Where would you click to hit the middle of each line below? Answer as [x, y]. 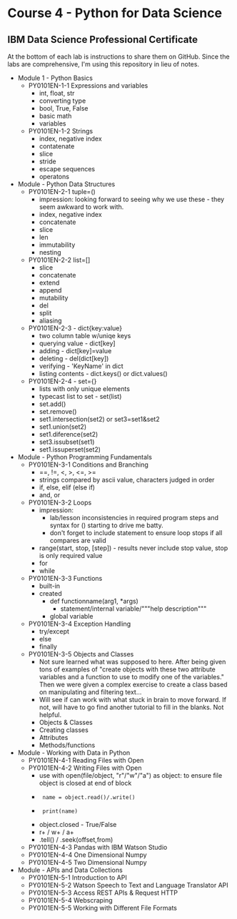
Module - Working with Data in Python [74, 753]
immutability [57, 245]
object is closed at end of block [85, 783]
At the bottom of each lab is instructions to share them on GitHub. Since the [118, 56]
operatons [54, 177]
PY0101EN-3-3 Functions [65, 578]
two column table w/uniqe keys [85, 336]
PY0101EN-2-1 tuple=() [62, 192]
